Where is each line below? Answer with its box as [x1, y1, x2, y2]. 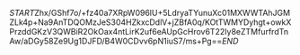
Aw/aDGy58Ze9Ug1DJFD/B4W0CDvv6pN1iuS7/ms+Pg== [9, 35, 223, 46]
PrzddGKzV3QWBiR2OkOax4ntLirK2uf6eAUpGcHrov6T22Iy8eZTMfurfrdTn [9, 27, 289, 36]
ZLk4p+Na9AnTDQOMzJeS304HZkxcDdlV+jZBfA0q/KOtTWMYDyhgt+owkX [9, 17, 292, 27]
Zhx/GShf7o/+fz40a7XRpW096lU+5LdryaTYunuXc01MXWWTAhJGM [34, 8, 290, 18]
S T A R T [9, 8, 35, 18]
